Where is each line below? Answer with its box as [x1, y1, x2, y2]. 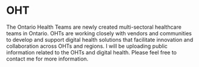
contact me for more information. [6, 55, 89, 62]
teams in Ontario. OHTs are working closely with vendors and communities [6, 29, 192, 36]
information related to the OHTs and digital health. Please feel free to [6, 48, 177, 56]
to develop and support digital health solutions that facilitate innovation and [6, 36, 194, 43]
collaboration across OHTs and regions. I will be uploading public [6, 42, 168, 50]
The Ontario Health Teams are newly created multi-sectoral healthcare [6, 23, 182, 31]
